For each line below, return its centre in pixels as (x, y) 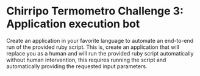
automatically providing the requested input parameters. (77, 66)
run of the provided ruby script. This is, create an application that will (93, 47)
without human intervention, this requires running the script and (86, 60)
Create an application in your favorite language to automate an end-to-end (100, 40)
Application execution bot (73, 24)
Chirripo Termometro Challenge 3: (95, 11)
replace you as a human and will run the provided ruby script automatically (100, 53)
